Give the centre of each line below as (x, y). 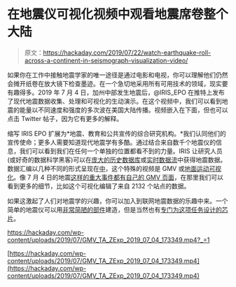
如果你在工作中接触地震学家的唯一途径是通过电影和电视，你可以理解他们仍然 (118, 75)
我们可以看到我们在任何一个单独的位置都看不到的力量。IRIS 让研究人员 (121, 150)
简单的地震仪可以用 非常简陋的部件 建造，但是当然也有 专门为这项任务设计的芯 (118, 209)
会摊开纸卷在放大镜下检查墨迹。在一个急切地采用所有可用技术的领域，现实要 (118, 83)
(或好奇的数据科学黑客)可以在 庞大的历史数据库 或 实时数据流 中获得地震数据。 (117, 160)
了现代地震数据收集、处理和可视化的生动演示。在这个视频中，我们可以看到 (114, 101)
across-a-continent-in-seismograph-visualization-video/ (106, 60)
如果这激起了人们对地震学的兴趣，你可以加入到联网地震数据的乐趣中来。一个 (118, 201)
